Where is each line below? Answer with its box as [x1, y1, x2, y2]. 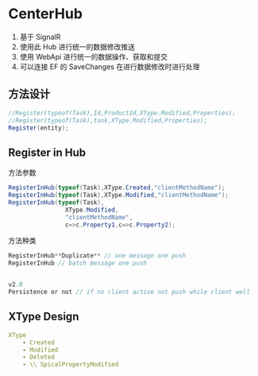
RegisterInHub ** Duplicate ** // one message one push [8, 252, 187, 260]
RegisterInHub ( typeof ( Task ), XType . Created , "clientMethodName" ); [8, 184, 225, 192]
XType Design [8, 310, 79, 324]
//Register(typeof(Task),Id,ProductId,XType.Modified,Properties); [8, 109, 237, 117]
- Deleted [22, 353, 56, 362]
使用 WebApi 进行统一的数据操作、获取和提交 [19, 52, 168, 61]
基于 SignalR [19, 32, 61, 41]
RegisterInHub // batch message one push [8, 259, 148, 267]
